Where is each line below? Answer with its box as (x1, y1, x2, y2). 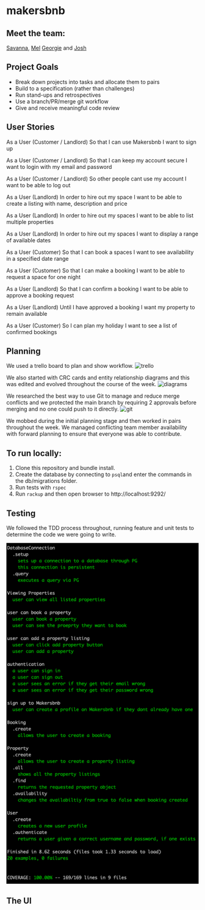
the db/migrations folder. (15, 477, 77, 485)
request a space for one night (6, 273, 81, 280)
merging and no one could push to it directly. (6, 405, 119, 413)
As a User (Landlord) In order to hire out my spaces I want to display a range (6, 230, 198, 237)
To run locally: (6, 448, 62, 458)
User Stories (6, 122, 55, 132)
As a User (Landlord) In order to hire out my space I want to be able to (6, 193, 182, 201)
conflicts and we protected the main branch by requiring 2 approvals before (6, 399, 197, 406)
